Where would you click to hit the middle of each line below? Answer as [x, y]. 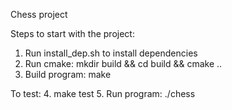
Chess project [39, 14]
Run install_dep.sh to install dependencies [111, 53]
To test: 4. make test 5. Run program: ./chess [103, 93]
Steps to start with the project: [72, 33]
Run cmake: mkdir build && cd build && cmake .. [123, 63]
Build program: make [68, 74]
